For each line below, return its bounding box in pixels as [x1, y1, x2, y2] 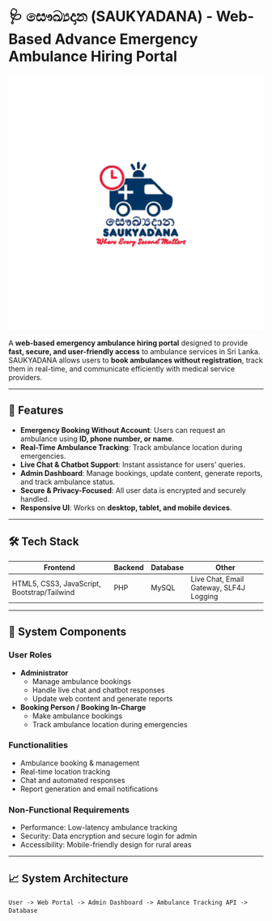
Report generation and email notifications [19, 784, 159, 794]
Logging [190, 592, 219, 602]
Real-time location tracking [19, 766, 111, 776]
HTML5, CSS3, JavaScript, [11, 578, 101, 589]
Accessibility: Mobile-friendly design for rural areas [19, 840, 192, 850]
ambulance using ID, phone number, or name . [19, 434, 175, 443]
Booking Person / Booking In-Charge [19, 702, 147, 712]
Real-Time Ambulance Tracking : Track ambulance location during [19, 442, 243, 452]
